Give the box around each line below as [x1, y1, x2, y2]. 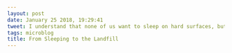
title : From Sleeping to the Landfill [7, 36, 119, 43]
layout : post [7, 10, 45, 17]
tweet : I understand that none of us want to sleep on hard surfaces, [7, 23, 215, 30]
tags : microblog [7, 29, 54, 36]
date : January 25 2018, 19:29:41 [7, 17, 104, 23]
